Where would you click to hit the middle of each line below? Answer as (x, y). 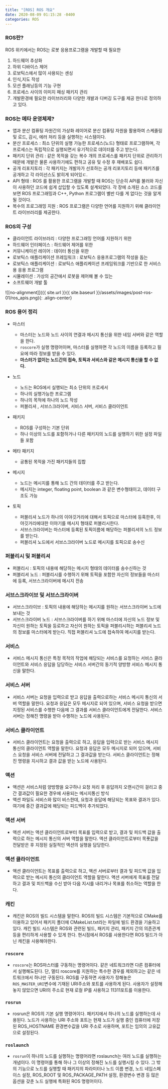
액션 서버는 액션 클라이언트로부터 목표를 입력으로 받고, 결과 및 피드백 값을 (84, 832)
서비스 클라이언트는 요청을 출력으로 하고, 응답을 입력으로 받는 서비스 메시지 (86, 742)
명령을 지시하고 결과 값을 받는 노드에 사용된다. (63, 761)
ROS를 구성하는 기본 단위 (45, 428)
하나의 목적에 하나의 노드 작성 (49, 400)
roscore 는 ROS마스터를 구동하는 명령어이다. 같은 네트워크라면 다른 (78, 965)
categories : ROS (22, 19)
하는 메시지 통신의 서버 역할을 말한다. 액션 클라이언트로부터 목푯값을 (92, 839)
